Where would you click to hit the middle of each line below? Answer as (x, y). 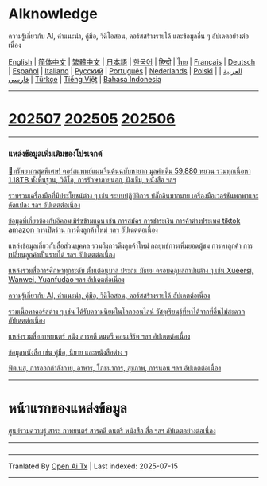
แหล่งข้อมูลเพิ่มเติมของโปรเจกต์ (55, 154)
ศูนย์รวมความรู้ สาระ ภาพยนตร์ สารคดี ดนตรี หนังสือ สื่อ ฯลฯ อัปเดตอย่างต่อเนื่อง (112, 431)
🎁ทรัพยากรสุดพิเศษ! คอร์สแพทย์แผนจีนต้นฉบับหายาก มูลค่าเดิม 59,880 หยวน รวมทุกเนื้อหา (130, 171)
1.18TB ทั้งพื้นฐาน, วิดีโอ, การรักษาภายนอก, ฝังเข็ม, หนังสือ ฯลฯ (92, 180)
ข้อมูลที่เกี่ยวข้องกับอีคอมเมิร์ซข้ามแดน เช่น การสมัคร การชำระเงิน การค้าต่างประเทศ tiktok (124, 221)
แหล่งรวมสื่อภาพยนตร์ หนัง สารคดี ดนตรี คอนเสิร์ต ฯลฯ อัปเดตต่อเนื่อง (99, 336)
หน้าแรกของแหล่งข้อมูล (68, 408)
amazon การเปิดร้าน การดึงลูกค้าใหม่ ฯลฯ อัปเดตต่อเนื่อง (83, 230)
